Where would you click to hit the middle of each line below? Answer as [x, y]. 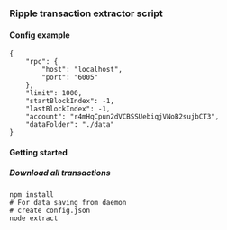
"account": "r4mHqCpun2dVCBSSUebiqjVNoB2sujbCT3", [123, 117]
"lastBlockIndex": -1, [68, 109]
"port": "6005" [70, 78]
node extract [34, 218]
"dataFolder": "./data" [70, 125]
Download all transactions [60, 172]
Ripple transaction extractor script [86, 13]
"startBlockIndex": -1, [70, 102]
